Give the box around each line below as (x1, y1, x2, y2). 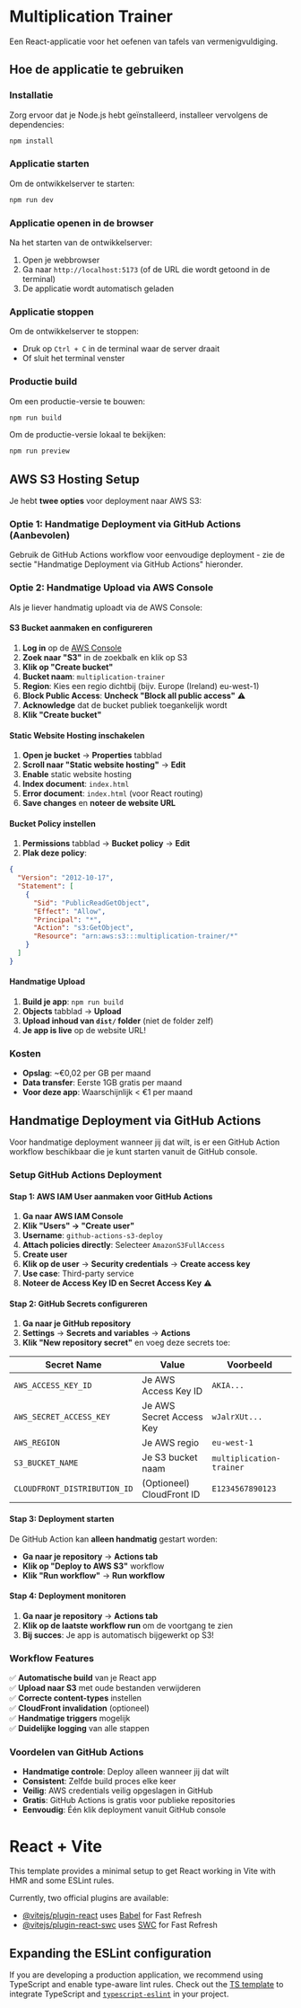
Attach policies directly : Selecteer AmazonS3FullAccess (21, 1240, 226, 1251)
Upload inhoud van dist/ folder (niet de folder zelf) (21, 1015, 214, 1026)
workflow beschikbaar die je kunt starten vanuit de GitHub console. (9, 1146, 258, 1157)
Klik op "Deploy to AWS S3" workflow (21, 1561, 165, 1571)
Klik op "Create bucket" (21, 661, 114, 672)
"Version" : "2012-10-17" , (17, 873, 115, 882)
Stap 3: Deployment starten (9, 1514, 115, 1525)
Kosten (9, 1047, 42, 1059)
